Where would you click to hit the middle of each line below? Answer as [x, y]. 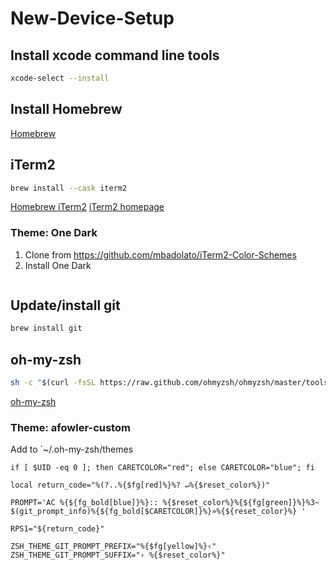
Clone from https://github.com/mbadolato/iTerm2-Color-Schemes [160, 254]
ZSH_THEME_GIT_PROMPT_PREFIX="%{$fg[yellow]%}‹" [113, 547]
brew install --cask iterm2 [69, 188]
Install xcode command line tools [115, 55]
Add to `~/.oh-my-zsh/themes [72, 449]
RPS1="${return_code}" [57, 529]
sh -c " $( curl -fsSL [53, 383]
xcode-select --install [60, 78]
